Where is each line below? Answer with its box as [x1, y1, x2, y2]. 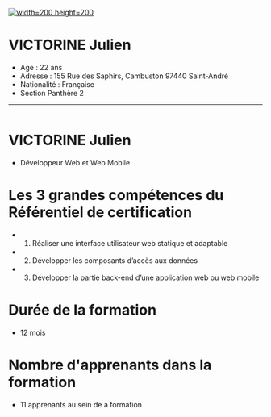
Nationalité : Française [19, 79, 95, 89]
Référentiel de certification [8, 203, 192, 222]
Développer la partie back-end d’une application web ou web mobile [31, 273, 260, 282]
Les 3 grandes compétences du [8, 186, 224, 205]
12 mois [19, 327, 46, 337]
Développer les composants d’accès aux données [31, 255, 198, 265]
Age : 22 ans [19, 62, 63, 72]
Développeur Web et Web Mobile [19, 157, 131, 167]
